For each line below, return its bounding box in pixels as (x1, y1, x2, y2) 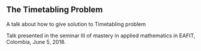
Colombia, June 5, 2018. (6, 38, 66, 45)
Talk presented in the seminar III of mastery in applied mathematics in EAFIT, (6, 32, 196, 39)
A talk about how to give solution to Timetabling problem (6, 20, 146, 27)
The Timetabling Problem (6, 5, 103, 15)
